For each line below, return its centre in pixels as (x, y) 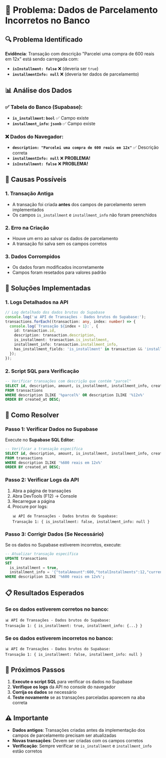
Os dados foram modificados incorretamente (58, 267)
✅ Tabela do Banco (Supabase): (44, 107)
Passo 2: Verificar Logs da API (42, 480)
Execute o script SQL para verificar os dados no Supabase (72, 681)
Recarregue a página (34, 501)
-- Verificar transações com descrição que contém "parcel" (68, 381)
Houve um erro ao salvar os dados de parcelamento (65, 238)
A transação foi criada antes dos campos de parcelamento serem (79, 204)
